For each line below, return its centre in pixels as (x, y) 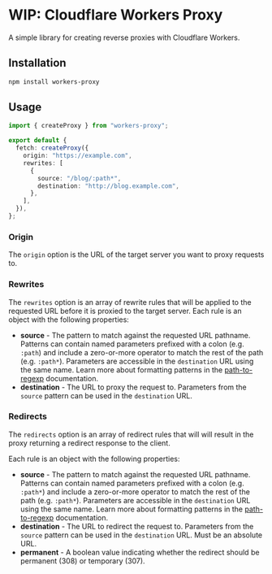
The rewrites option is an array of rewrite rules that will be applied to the (130, 302)
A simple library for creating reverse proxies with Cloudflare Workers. (124, 37)
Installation (37, 63)
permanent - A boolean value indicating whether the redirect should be (140, 552)
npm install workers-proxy (54, 82)
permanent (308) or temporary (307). (82, 561)
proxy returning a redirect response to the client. (89, 443)
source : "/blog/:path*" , (80, 178)
